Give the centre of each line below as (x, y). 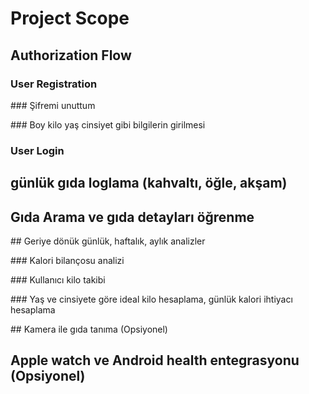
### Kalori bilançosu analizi (67, 260)
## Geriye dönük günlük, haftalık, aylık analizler (108, 241)
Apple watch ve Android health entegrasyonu (155, 360)
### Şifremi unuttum (53, 105)
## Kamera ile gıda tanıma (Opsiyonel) (89, 329)
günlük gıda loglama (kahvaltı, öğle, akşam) (149, 183)
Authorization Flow (71, 55)
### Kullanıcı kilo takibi (58, 280)
